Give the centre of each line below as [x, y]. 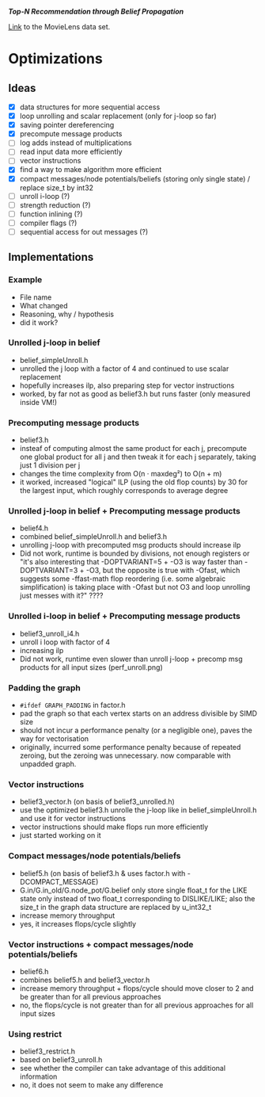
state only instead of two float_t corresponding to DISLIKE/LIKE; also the [137, 898]
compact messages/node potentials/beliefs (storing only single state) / [135, 178]
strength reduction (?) [55, 204]
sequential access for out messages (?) [84, 231]
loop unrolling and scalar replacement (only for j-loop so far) [118, 116]
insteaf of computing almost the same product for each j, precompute [133, 449]
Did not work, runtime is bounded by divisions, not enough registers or [135, 553]
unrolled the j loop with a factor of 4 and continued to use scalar [124, 369]
